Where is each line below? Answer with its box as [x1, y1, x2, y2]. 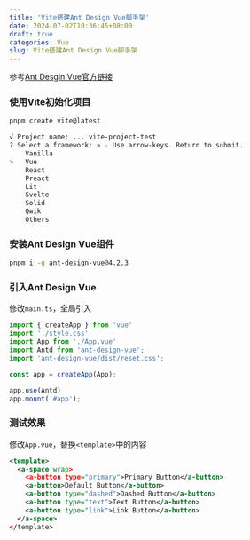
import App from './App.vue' [9, 337, 117, 346]
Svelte [25, 190, 50, 200]
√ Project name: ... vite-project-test [9, 132, 157, 142]
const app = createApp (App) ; [9, 369, 117, 378]
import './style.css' [9, 330, 90, 338]
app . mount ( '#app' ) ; [9, 394, 82, 403]
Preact [25, 174, 50, 183]
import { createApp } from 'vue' [9, 321, 133, 330]
